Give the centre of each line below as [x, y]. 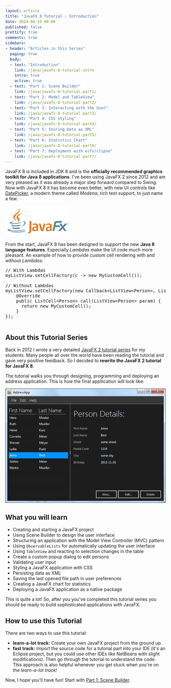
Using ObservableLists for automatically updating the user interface [84, 546]
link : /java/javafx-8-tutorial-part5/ [55, 135]
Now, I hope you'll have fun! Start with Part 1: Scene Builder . [68, 680]
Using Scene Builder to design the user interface [64, 535]
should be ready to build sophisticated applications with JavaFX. [73, 605]
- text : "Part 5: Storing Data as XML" [52, 130]
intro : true [27, 76]
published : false [24, 27]
